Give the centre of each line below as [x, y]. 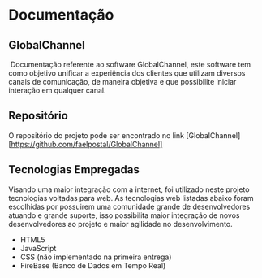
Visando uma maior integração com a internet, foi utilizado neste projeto [129, 189]
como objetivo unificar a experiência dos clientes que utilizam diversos [127, 73]
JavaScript [38, 248]
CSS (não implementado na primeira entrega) [96, 257]
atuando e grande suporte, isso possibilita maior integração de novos [124, 215]
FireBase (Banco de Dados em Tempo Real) [93, 265]
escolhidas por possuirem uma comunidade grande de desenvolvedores [129, 206]
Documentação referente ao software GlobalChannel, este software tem [131, 64]
